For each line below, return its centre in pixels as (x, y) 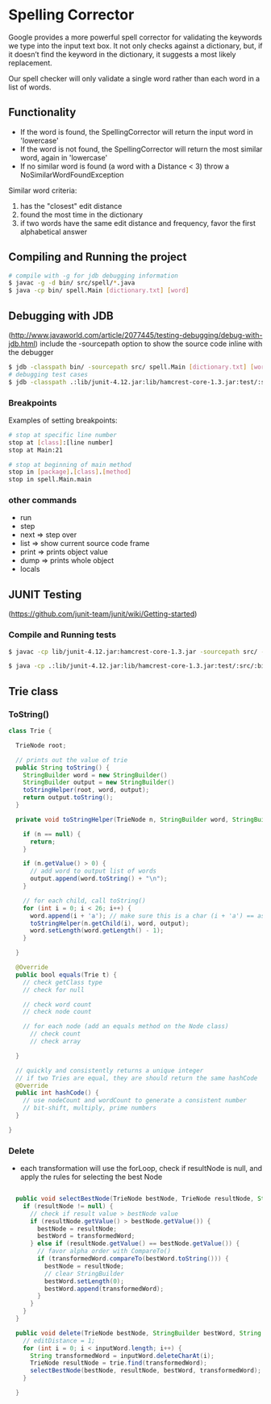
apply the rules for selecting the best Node (91, 1177)
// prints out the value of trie (72, 760)
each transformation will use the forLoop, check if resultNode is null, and (141, 1169)
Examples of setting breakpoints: (63, 420)
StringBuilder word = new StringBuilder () (95, 775)
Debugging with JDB (61, 316)
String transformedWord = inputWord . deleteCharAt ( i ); (122, 1356)
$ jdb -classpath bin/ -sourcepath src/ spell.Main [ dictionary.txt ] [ (131, 367)
